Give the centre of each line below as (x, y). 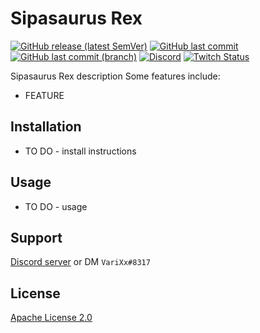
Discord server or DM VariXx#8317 (80, 262)
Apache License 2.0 (51, 318)
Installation (46, 127)
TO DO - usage (56, 206)
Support (36, 237)
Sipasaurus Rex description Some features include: (115, 76)
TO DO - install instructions (80, 151)
